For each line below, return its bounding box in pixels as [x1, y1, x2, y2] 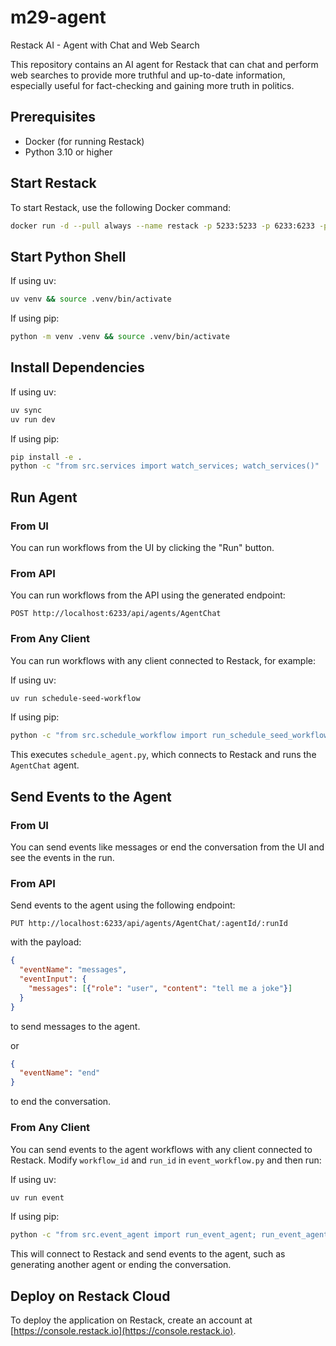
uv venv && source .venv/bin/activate [10, 294, 172, 305]
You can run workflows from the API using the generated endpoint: [10, 589, 286, 601]
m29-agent [10, 6, 107, 29]
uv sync [10, 405, 43, 415]
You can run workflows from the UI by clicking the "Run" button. [10, 542, 275, 553]
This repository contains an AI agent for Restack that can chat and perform [10, 58, 319, 70]
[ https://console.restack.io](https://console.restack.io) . [10, 1325, 237, 1337]
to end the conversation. [10, 1096, 112, 1108]
